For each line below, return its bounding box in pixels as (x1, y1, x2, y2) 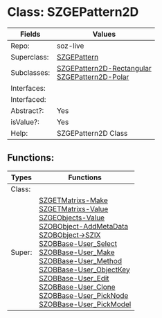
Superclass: (10, 52, 49, 62)
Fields (19, 29, 41, 39)
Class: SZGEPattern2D (7, 4, 139, 20)
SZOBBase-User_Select (39, 238, 118, 248)
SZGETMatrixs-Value (39, 204, 109, 213)
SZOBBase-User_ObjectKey (39, 265, 130, 274)
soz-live (56, 41, 84, 51)
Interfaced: (10, 94, 46, 104)
